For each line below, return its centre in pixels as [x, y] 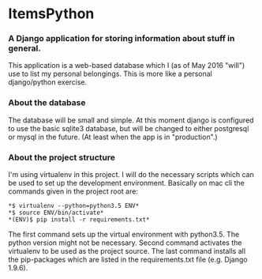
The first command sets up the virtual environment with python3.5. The [124, 235]
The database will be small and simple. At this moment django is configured [131, 120]
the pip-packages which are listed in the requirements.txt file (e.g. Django [128, 260]
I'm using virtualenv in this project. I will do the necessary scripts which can [131, 175]
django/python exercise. [48, 82]
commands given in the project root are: [73, 191]
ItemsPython [51, 14]
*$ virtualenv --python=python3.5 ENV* [74, 206]
